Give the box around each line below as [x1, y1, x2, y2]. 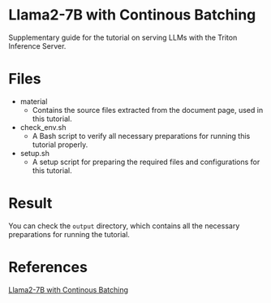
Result [8, 194, 53, 213]
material [19, 96, 48, 106]
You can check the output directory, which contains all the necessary [8, 221, 240, 231]
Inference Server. [8, 41, 67, 50]
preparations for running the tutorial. [8, 229, 130, 239]
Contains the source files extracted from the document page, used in [32, 105, 264, 115]
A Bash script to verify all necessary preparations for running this [32, 131, 251, 141]
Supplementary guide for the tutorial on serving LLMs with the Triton [8, 32, 238, 42]
